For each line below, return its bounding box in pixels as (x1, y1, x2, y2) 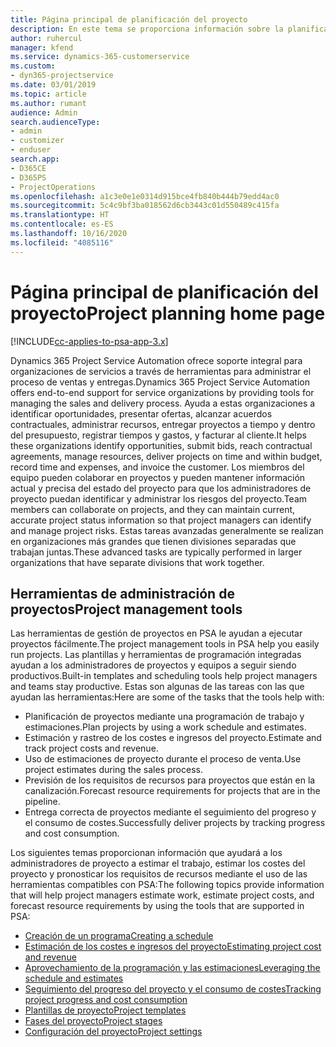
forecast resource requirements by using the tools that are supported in (10, 900, 305, 912)
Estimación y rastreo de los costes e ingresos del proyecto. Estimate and (24, 732, 322, 744)
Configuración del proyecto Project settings (24, 1026, 203, 1038)
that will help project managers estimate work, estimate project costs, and (10, 889, 315, 901)
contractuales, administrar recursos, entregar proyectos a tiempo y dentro (10, 418, 316, 430)
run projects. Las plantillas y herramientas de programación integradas (10, 649, 302, 661)
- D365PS (10, 172, 47, 183)
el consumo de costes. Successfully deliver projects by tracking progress (24, 817, 326, 829)
